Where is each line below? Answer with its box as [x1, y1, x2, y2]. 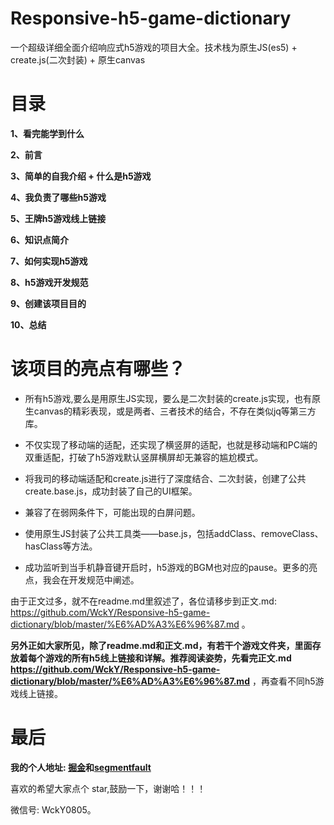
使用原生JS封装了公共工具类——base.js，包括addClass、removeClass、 [24, 527, 324, 539]
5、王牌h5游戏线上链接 [10, 212, 107, 224]
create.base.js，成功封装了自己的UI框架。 [24, 485, 198, 497]
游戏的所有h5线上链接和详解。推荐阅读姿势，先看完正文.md [44, 652, 292, 664]
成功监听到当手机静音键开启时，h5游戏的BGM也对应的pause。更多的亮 [24, 561, 318, 573]
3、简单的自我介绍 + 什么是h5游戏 [10, 170, 152, 182]
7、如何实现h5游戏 [10, 255, 88, 267]
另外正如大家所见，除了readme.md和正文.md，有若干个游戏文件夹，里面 [10, 639, 313, 651]
